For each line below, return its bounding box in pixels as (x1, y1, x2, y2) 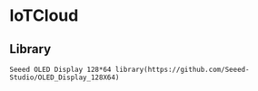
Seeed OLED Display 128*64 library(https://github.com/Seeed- (9, 65, 250, 74)
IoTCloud (9, 5, 79, 26)
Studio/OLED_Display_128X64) (9, 73, 120, 82)
